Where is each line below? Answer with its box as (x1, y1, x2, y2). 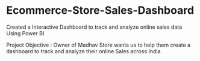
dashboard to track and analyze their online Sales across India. (6, 47, 163, 54)
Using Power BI (6, 29, 45, 36)
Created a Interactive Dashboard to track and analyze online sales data (6, 23, 183, 30)
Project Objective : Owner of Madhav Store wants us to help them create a (6, 41, 191, 48)
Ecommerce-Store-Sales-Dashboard (6, 4, 195, 17)
